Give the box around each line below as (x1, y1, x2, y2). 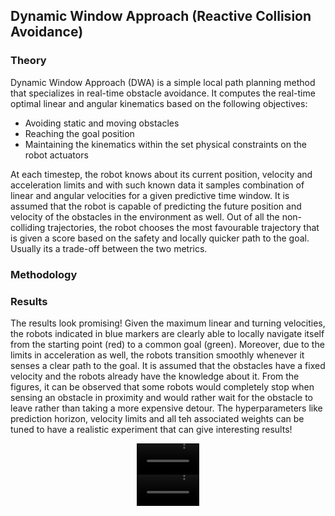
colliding (10, 221, 46, 233)
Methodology (10, 267, 78, 281)
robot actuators (24, 149, 89, 161)
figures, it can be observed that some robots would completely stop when (10, 380, 315, 393)
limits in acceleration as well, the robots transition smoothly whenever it (10, 349, 305, 361)
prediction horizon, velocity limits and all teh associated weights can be (10, 412, 305, 424)
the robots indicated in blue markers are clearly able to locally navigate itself (10, 327, 325, 339)
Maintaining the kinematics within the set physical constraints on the (24, 138, 307, 150)
